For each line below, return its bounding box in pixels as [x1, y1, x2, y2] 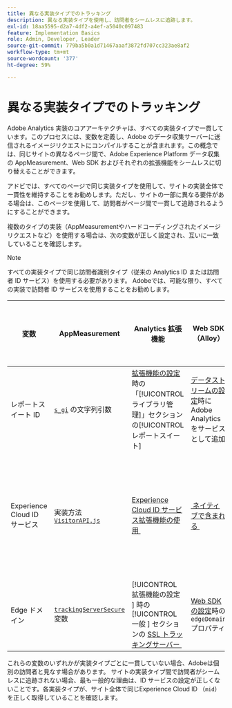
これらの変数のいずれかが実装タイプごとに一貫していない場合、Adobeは [7, 658, 213, 667]
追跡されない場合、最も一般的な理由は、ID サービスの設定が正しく [25, 676, 215, 684]
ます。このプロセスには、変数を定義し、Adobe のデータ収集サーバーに [12, 132, 215, 140]
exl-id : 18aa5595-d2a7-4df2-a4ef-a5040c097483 [7, 23, 144, 30]
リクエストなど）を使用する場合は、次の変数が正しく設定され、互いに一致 [7, 231, 220, 239]
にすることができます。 [7, 207, 74, 216]
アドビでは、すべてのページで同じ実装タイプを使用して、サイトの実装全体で [7, 181, 224, 190]
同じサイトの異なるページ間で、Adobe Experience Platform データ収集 [19, 149, 220, 158]
